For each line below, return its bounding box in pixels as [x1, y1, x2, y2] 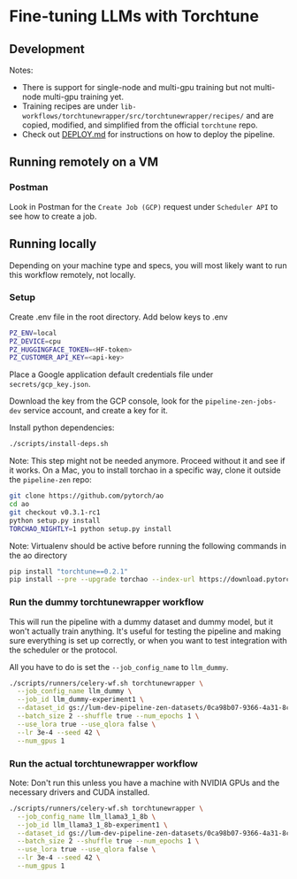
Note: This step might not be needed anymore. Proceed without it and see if [9, 456, 286, 466]
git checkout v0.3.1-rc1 [9, 507, 101, 517]
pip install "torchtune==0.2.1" [9, 567, 128, 576]
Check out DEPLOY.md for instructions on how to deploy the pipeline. [21, 129, 276, 139]
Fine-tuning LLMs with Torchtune [9, 6, 259, 27]
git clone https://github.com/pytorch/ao [9, 491, 164, 501]
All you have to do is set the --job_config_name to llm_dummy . [9, 661, 229, 672]
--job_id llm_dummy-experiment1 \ [17, 695, 144, 705]
